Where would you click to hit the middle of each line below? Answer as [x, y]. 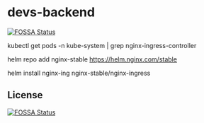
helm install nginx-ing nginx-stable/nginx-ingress [79, 73]
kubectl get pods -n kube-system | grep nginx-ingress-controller [102, 45]
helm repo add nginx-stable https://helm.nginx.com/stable [92, 59]
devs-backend [51, 12]
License [25, 95]
